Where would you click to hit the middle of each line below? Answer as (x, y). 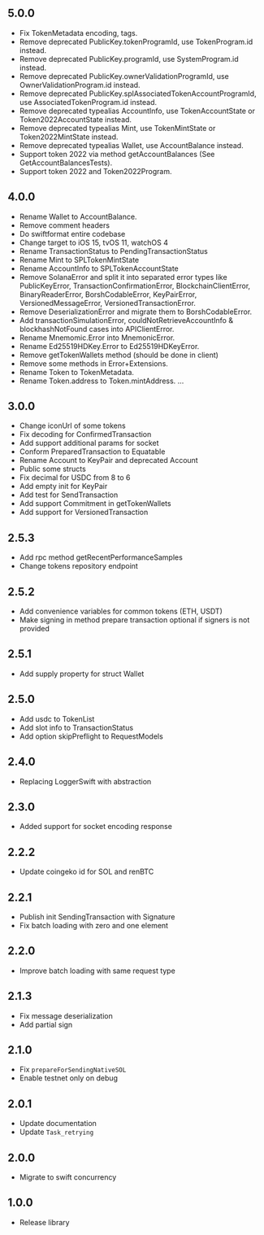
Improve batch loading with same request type (97, 971)
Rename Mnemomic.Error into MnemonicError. (97, 338)
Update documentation (58, 1124)
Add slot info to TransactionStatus (76, 727)
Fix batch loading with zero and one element (93, 925)
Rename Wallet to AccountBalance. (78, 216)
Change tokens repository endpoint (79, 566)
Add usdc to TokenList (57, 718)
